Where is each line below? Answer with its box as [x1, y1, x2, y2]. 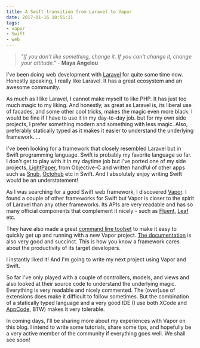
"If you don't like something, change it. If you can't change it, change [20, 53, 192, 60]
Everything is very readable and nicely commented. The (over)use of [6, 286, 176, 294]
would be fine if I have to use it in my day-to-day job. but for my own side [6, 114, 186, 121]
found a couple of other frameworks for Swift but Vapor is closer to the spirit [6, 195, 194, 202]
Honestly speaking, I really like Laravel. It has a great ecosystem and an [6, 77, 182, 84]
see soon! [6, 336, 31, 343]
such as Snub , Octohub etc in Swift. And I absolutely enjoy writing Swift [6, 170, 182, 177]
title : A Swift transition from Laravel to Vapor [6, 8, 133, 15]
